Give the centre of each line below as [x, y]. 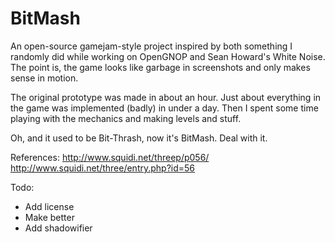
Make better [49, 217]
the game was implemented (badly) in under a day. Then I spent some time [164, 108]
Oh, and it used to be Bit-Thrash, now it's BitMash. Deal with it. [139, 138]
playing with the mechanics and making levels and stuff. [126, 118]
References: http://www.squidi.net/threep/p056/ [110, 157]
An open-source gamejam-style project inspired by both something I [151, 46]
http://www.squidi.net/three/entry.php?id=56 [103, 168]
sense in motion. [44, 78]
